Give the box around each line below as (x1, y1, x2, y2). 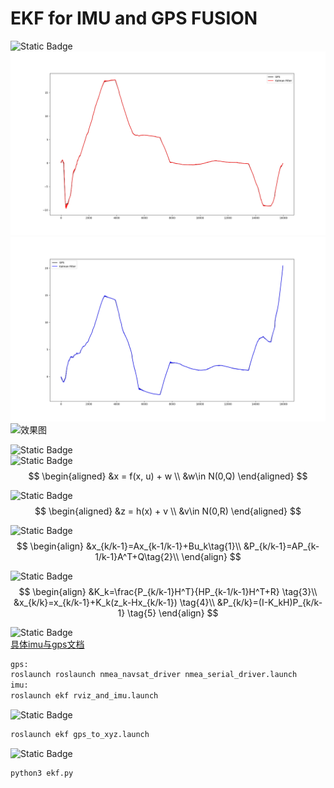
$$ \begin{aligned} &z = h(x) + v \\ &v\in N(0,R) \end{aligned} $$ (34, 505, 302, 517)
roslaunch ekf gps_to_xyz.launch (10, 730, 150, 740)
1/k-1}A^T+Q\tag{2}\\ (94, 550, 180, 562)
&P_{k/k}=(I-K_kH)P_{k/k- (216, 596, 323, 608)
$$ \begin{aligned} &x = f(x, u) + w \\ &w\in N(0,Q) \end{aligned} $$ (28, 470, 308, 482)
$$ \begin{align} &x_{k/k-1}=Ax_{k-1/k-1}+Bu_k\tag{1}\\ (16, 540, 242, 552)
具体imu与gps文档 (10, 638, 85, 650)
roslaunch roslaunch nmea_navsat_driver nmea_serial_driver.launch (10, 670, 298, 680)
